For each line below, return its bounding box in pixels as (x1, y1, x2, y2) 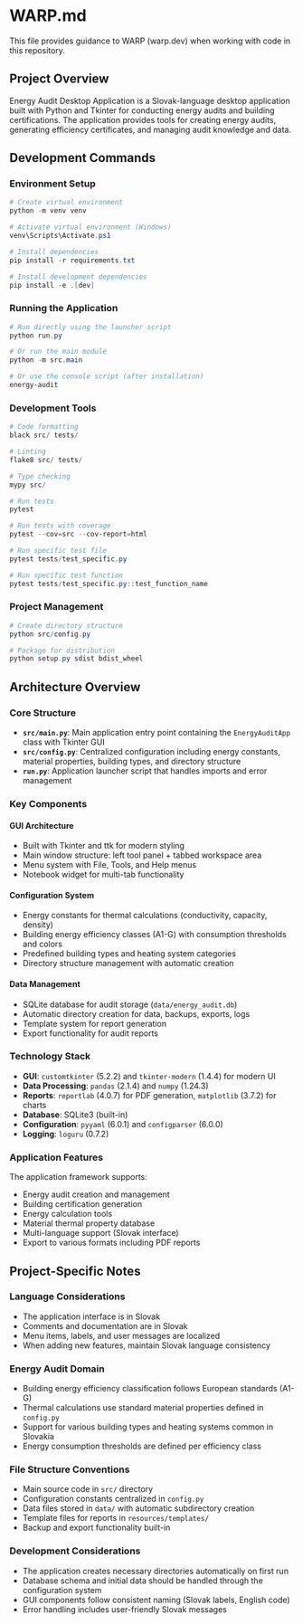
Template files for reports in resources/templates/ (22, 1513, 210, 1524)
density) (22, 919, 54, 930)
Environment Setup (9, 177, 97, 190)
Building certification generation (22, 1199, 143, 1210)
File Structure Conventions (9, 1463, 130, 1476)
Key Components (9, 797, 88, 810)
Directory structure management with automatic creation (22, 958, 234, 969)
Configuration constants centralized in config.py (22, 1494, 204, 1505)
